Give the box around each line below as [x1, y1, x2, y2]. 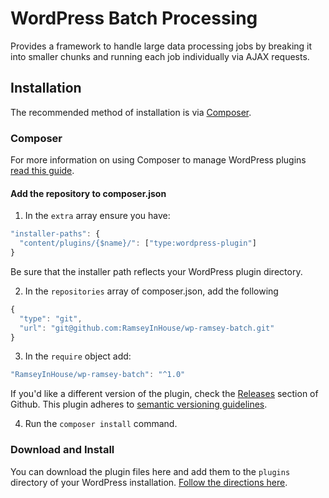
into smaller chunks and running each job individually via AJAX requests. [10, 50, 310, 62]
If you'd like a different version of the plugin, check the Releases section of [10, 388, 319, 400]
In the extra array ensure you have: [24, 210, 171, 222]
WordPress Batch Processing [10, 7, 258, 30]
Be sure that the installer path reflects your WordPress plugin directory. [10, 265, 303, 277]
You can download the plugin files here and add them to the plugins [10, 465, 291, 477]
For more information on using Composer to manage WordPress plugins [10, 154, 307, 166]
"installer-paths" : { [10, 229, 101, 239]
